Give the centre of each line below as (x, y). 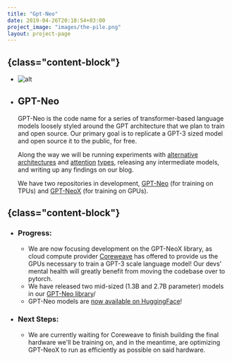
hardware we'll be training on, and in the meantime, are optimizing (124, 342)
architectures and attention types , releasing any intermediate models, (118, 162)
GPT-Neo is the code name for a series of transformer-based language (121, 118)
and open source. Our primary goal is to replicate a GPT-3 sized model (120, 133)
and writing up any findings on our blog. (75, 170)
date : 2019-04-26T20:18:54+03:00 (56, 20)
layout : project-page (39, 34)
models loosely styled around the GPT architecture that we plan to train (121, 126)
